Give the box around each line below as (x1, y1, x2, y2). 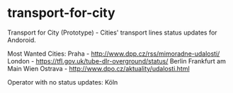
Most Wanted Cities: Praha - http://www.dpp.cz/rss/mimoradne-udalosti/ (7, 49, 220, 58)
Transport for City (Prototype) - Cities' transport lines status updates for (7, 28, 217, 37)
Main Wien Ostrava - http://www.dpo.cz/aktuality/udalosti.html (7, 64, 190, 73)
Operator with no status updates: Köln (7, 77, 118, 86)
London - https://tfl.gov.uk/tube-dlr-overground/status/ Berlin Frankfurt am (7, 56, 227, 65)
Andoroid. (7, 35, 37, 44)
